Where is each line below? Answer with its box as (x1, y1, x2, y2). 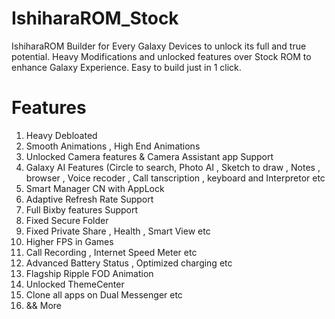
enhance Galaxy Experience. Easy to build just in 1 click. (11, 61, 242, 73)
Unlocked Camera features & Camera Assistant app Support (25, 150, 274, 162)
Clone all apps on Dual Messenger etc (25, 288, 183, 301)
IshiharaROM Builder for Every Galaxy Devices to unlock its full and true (11, 40, 307, 52)
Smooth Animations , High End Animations (25, 140, 201, 152)
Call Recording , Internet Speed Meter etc (25, 246, 198, 258)
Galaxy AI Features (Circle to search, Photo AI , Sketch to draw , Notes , (25, 161, 321, 173)
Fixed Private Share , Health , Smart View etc (25, 225, 211, 237)
